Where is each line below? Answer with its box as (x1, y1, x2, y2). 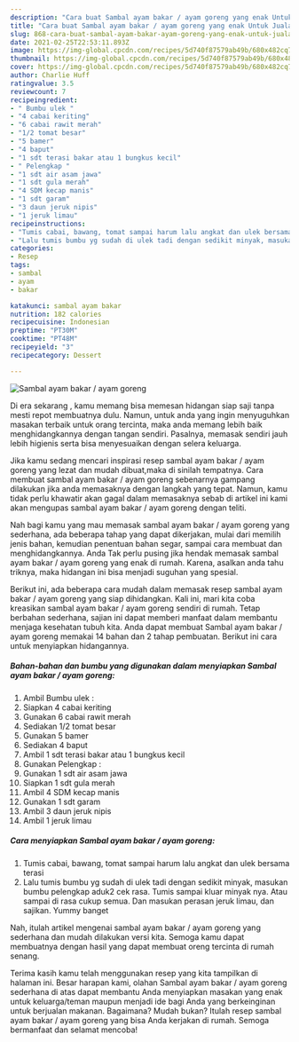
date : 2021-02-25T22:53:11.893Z (10, 37, 130, 47)
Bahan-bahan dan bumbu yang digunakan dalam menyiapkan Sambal (10, 660, 277, 671)
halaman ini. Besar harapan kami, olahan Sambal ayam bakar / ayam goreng (10, 977, 287, 988)
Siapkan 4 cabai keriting (22, 702, 112, 713)
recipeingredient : (10, 95, 78, 105)
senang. (10, 951, 40, 961)
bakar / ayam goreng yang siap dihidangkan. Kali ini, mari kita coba (10, 593, 256, 604)
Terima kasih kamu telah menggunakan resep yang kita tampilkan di (10, 967, 258, 978)
